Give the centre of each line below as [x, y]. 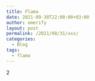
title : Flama [22, 12]
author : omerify [26, 22]
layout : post [22, 28]
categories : [21, 39]
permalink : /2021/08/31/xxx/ [42, 34]
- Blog [20, 45]
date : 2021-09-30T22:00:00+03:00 [48, 17]
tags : [13, 50]
